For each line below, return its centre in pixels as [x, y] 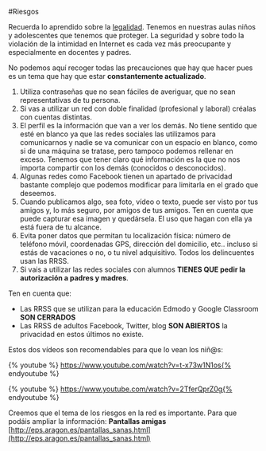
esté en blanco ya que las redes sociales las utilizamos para [118, 134]
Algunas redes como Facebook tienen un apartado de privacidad [126, 176]
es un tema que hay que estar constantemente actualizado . [107, 76]
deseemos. [38, 193]
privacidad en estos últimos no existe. [82, 334]
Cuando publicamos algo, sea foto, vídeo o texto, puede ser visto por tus [139, 202]
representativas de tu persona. [70, 100]
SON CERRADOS [48, 317]
